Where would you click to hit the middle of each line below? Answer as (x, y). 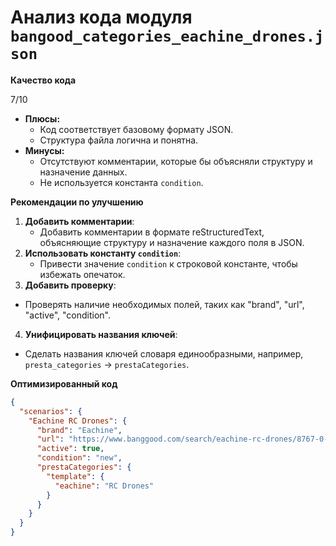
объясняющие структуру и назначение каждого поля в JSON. (172, 242)
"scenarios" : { (51, 411)
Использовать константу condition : (103, 253)
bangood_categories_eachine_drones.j (167, 36)
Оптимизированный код (64, 383)
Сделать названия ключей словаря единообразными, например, (164, 353)
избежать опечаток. (82, 274)
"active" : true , (70, 449)
